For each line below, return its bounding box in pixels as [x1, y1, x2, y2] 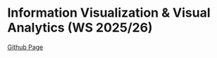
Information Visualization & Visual [7, 5, 211, 21]
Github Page [7, 43, 44, 51]
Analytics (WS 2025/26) [7, 20, 153, 36]
